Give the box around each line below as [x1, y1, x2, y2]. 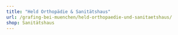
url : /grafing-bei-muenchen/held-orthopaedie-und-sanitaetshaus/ [6, 14, 172, 20]
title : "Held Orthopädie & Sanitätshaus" [6, 8, 111, 15]
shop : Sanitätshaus [6, 20, 55, 26]
